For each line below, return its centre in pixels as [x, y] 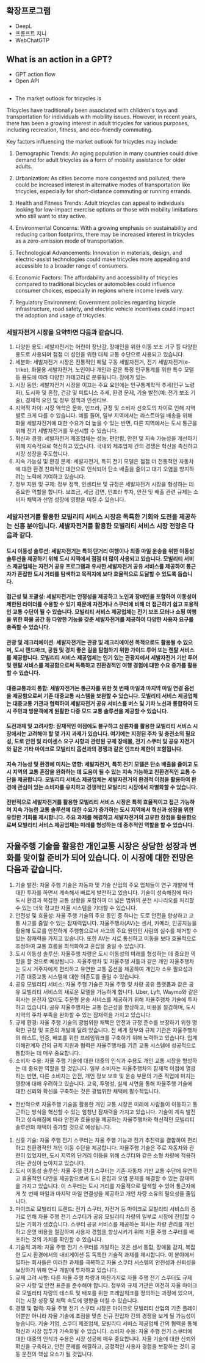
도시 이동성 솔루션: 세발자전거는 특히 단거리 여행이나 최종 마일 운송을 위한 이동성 [100, 551]
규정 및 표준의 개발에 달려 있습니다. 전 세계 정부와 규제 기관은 [99, 1030]
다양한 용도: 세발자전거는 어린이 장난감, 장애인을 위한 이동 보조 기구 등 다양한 [106, 347]
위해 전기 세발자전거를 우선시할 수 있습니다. [67, 431]
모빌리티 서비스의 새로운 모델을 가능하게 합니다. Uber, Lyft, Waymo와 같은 [110, 992]
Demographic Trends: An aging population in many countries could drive [106, 153]
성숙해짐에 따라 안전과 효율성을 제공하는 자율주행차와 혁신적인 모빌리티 [111, 1120]
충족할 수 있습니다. [28, 627]
